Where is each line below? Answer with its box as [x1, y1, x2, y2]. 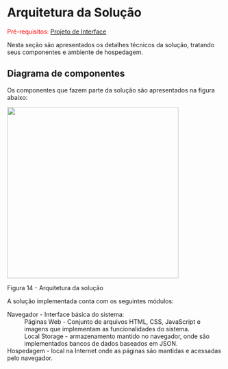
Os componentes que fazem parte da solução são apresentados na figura [7, 86, 216, 94]
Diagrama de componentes [7, 68, 125, 79]
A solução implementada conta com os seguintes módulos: [7, 296, 174, 305]
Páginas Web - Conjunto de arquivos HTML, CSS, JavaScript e [24, 317, 201, 326]
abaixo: [7, 93, 28, 101]
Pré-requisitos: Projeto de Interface [7, 27, 107, 36]
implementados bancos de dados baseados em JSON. [24, 339, 178, 347]
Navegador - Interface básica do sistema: [7, 310, 125, 318]
